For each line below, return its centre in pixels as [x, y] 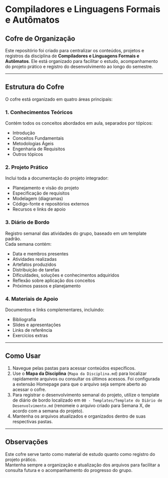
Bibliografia [24, 319]
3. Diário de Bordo [27, 222]
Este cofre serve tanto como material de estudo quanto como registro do [80, 454]
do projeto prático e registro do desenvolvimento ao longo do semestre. [79, 67]
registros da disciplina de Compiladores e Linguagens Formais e [72, 56]
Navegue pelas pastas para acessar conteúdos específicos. [74, 368]
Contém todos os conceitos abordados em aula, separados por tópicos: [79, 123]
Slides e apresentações [36, 325]
